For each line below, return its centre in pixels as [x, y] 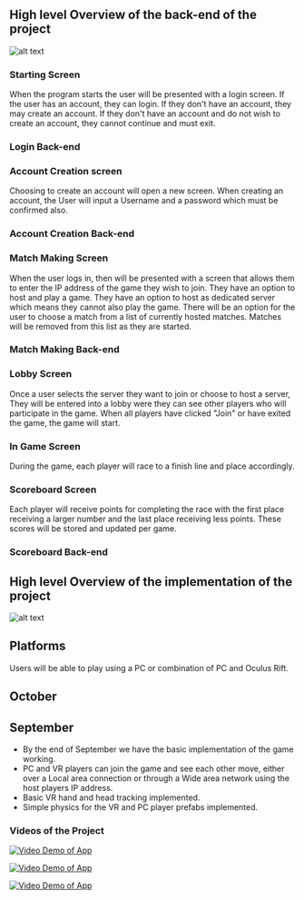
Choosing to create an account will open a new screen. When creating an [147, 191]
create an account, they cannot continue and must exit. [113, 124]
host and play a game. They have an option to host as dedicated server [142, 297]
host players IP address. [68, 788]
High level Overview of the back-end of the [133, 15]
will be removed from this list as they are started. [101, 326]
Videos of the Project [57, 831]
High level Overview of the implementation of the [151, 582]
